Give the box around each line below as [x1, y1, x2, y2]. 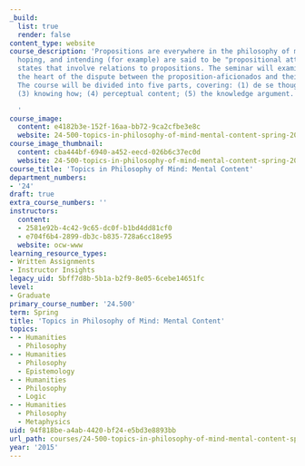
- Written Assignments [9, 257, 95, 267]
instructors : [9, 207, 59, 216]
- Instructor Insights [9, 266, 95, 275]
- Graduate [9, 291, 51, 300]
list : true [17, 22, 59, 31]
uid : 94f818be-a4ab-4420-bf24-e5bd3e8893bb [9, 425, 177, 435]
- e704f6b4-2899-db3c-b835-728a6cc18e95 [17, 232, 172, 241]
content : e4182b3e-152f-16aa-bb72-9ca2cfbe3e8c [17, 122, 202, 131]
